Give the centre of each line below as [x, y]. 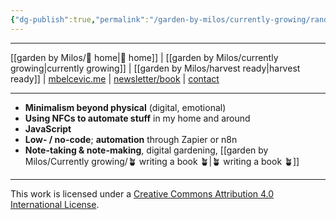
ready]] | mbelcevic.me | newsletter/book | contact [115, 78]
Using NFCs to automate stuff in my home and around [137, 118]
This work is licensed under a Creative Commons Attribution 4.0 [142, 193]
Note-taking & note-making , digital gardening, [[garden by [146, 150]
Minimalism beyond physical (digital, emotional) [125, 107]
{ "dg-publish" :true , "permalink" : [80, 19]
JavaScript [48, 128]
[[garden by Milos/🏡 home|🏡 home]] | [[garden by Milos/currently [144, 57]
